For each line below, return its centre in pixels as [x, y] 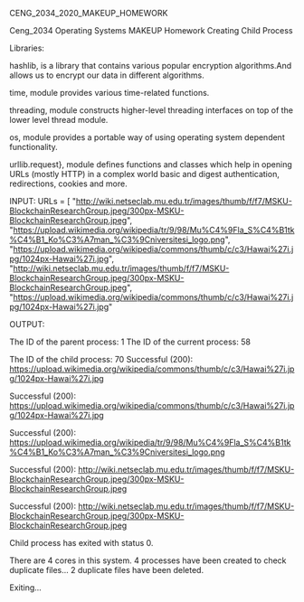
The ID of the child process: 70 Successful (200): [101, 359]
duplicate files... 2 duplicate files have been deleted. [107, 570]
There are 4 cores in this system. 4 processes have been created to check [148, 560]
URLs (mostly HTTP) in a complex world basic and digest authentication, [145, 174]
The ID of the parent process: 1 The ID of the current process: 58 [130, 342]
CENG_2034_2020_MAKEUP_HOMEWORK [89, 13]
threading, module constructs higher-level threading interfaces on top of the [152, 110]
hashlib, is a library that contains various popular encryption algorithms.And [151, 66]
